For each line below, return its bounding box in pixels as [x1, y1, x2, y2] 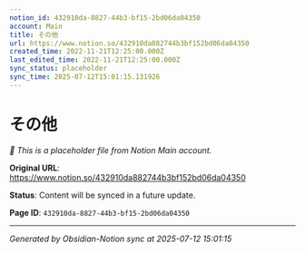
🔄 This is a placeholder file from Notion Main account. [9, 144, 212, 155]
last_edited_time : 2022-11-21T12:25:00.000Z [9, 55, 181, 64]
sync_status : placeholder [9, 64, 107, 73]
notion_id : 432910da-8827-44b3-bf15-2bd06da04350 [9, 13, 202, 23]
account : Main [9, 22, 64, 31]
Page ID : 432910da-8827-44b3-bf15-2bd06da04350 [9, 207, 191, 218]
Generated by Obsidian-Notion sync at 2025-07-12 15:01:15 [9, 233, 232, 244]
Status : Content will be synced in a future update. [9, 190, 196, 200]
